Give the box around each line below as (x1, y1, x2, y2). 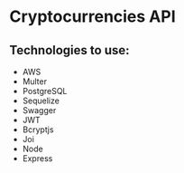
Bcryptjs (22, 124, 54, 135)
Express (22, 153, 53, 164)
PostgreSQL (22, 86, 68, 96)
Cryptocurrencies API (9, 6, 176, 27)
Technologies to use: (9, 43, 130, 58)
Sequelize (22, 95, 60, 106)
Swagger (22, 105, 57, 115)
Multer (22, 76, 48, 87)
